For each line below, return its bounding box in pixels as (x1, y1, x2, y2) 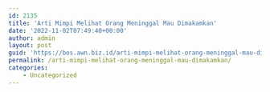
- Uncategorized (22, 71, 78, 79)
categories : (8, 64, 48, 72)
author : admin (8, 34, 56, 42)
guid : (8, 49, 27, 57)
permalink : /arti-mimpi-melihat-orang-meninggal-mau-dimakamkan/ (8, 57, 231, 65)
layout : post (8, 42, 52, 50)
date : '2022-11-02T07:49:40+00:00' (8, 26, 128, 34)
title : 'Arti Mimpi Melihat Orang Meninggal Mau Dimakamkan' (8, 19, 218, 27)
